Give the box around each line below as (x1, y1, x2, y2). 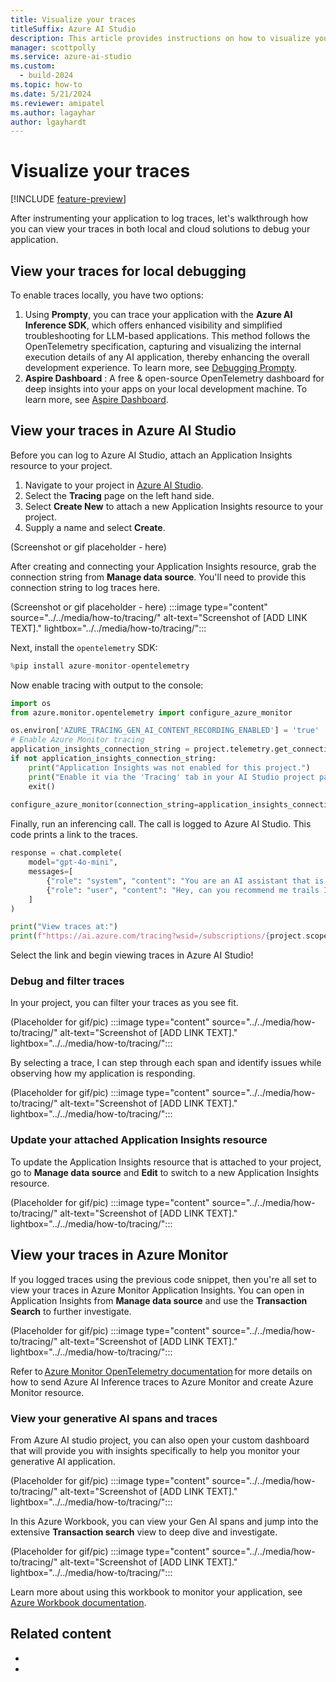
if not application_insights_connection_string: (10, 754, 217, 764)
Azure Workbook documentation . (10, 1596, 147, 1608)
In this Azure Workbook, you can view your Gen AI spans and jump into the (10, 1515, 319, 1527)
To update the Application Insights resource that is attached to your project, (10, 1156, 322, 1168)
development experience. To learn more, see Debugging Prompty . (24, 362, 298, 373)
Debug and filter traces (10, 974, 125, 988)
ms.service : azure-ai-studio (10, 52, 132, 62)
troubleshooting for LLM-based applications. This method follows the (24, 330, 311, 341)
